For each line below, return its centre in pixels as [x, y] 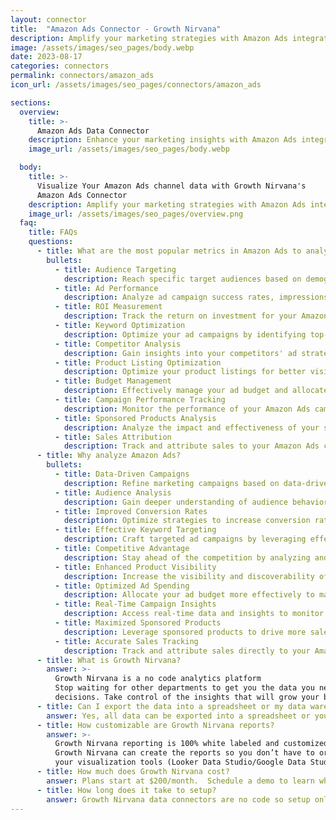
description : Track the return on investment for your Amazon [196, 316]
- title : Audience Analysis [113, 492]
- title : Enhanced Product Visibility [135, 567]
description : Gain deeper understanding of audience [175, 502]
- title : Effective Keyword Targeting [135, 530]
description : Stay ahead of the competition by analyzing [187, 557]
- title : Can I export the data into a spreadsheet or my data [171, 706]
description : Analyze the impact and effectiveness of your [191, 427]
